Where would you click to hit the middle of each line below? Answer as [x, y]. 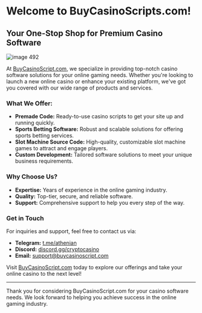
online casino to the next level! [44, 273]
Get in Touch [25, 218]
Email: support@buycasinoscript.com [62, 255]
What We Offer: [29, 103]
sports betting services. [44, 136]
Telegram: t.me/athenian [46, 243]
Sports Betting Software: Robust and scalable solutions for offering [99, 129]
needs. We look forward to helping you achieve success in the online [91, 297]
